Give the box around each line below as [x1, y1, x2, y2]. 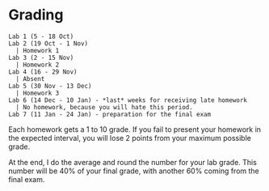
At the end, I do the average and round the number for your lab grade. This [8, 157, 257, 167]
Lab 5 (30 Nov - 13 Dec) [8, 82, 92, 90]
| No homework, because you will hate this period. [15, 103, 194, 111]
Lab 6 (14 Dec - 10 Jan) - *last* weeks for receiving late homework [8, 95, 248, 104]
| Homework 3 [15, 89, 60, 97]
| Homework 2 [15, 61, 60, 69]
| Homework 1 [15, 46, 60, 54]
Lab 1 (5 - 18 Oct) [8, 32, 74, 40]
